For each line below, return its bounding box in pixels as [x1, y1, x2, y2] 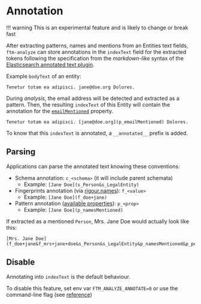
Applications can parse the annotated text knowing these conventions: [6, 163, 180, 170]
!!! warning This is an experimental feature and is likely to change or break [6, 24, 188, 31]
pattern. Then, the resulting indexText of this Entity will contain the [6, 101, 170, 108]
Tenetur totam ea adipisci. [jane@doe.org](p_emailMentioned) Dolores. [6, 118, 188, 125]
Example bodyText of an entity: [6, 72, 82, 80]
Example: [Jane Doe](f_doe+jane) [23, 193, 108, 200]
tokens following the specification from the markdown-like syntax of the [6, 54, 184, 62]
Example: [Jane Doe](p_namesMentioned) [23, 206, 124, 213]
